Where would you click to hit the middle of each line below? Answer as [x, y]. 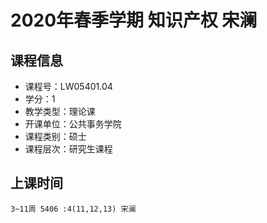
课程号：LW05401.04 [68, 86]
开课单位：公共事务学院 [73, 124]
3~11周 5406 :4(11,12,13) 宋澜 [73, 209]
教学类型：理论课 [60, 111]
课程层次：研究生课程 [68, 149]
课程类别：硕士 [55, 136]
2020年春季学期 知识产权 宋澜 [134, 20]
